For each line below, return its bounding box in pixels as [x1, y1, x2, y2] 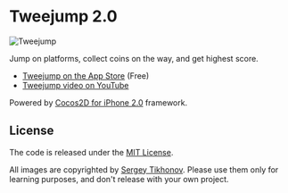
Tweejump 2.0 [9, 6, 118, 27]
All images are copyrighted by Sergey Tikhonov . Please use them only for [9, 164, 279, 175]
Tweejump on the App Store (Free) [21, 70, 150, 81]
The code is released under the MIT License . [9, 147, 174, 157]
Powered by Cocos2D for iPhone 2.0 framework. [9, 96, 188, 108]
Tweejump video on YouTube [21, 80, 129, 90]
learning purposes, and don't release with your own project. [9, 173, 229, 184]
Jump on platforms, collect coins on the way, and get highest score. [9, 53, 259, 63]
